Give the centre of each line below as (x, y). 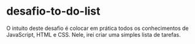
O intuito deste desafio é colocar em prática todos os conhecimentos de (97, 28)
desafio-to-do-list (53, 11)
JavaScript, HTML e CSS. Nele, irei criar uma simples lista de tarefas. (94, 34)
